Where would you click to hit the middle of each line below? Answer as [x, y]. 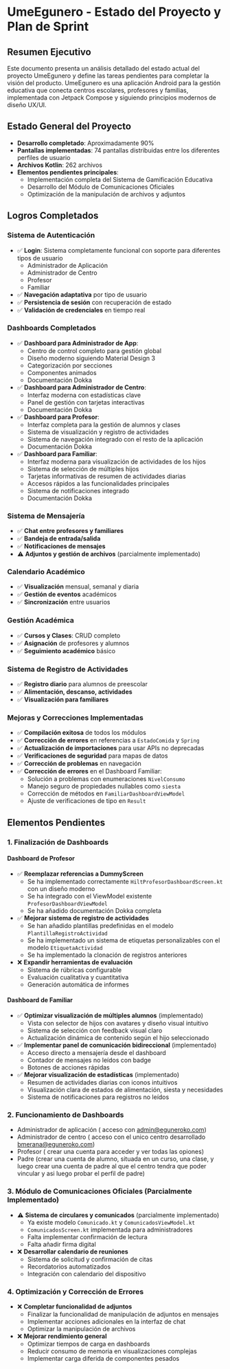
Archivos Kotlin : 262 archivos [60, 165]
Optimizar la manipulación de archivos [81, 1328]
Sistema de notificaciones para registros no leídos [98, 1097]
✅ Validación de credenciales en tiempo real [81, 310]
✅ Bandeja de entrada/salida [59, 539]
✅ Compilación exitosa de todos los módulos [81, 733]
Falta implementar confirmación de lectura [87, 1236]
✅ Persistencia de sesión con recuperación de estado [94, 302]
